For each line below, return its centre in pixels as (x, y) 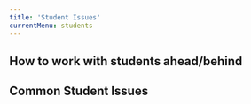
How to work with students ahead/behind (126, 61)
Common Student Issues (79, 91)
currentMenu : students (51, 26)
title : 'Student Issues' (55, 17)
